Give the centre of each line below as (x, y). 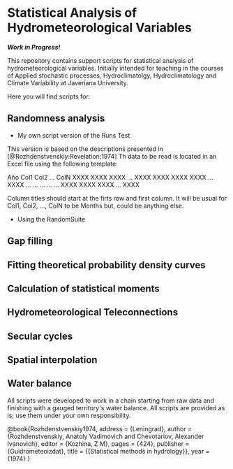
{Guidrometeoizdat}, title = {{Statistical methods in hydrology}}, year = (108, 451)
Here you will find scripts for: (49, 96)
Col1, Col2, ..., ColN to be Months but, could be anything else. (96, 205)
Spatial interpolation (52, 360)
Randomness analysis (56, 118)
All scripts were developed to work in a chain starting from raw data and (111, 401)
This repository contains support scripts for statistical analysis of (100, 60)
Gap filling (30, 241)
